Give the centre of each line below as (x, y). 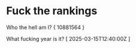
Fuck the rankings (52, 11)
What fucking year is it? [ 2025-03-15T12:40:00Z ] (68, 39)
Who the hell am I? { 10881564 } (46, 27)
